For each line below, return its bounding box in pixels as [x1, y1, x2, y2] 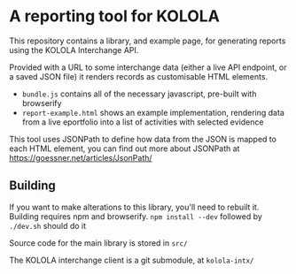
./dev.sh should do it [9, 220, 87, 231]
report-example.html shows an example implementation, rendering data [21, 107, 285, 118]
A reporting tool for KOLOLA [9, 6, 220, 27]
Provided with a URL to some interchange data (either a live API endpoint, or [9, 62, 287, 72]
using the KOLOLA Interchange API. [9, 44, 139, 55]
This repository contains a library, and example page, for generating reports [9, 35, 286, 46]
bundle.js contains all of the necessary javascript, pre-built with [21, 88, 257, 99]
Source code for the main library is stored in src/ [9, 237, 188, 248]
